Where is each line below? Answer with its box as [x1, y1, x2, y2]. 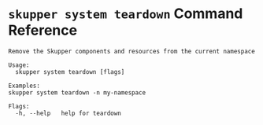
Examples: [8, 82, 41, 90]
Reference [8, 21, 77, 39]
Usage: [8, 61, 30, 69]
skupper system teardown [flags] [15, 68, 125, 75]
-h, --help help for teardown [15, 109, 122, 117]
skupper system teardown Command [8, 5, 243, 23]
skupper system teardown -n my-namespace [8, 88, 146, 97]
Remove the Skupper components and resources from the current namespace [8, 47, 256, 55]
